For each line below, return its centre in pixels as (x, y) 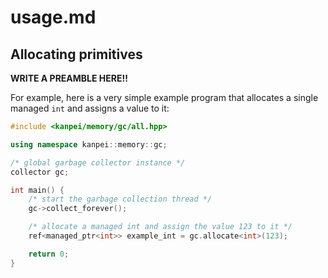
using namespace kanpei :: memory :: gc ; (89, 144)
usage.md (53, 17)
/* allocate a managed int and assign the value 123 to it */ (160, 227)
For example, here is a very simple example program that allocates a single (164, 97)
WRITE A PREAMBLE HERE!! (69, 78)
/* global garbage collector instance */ (98, 162)
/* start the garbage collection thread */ (120, 199)
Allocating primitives (76, 54)
